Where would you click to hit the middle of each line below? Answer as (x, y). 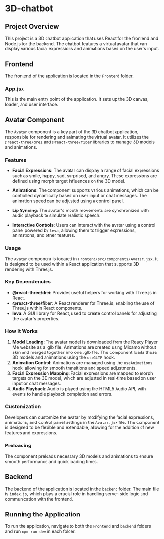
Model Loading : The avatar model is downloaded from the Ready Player (85, 342)
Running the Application (43, 514)
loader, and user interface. (32, 105)
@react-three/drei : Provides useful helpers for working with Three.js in (84, 292)
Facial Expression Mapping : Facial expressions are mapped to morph (82, 373)
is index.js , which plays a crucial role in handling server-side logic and (77, 494)
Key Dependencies (28, 282)
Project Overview (32, 27)
